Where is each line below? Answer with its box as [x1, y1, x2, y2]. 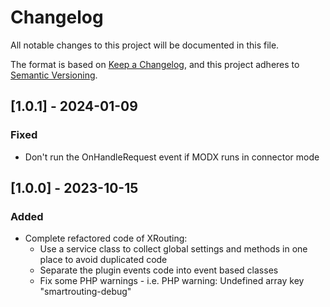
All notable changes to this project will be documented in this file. [10, 39, 280, 51]
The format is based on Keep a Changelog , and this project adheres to [10, 58, 300, 70]
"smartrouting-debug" [39, 286, 132, 298]
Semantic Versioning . [10, 69, 98, 81]
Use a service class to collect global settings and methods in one [39, 243, 308, 255]
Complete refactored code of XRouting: [24, 232, 188, 245]
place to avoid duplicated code [39, 254, 168, 266]
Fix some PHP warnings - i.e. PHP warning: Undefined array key [39, 275, 305, 287]
